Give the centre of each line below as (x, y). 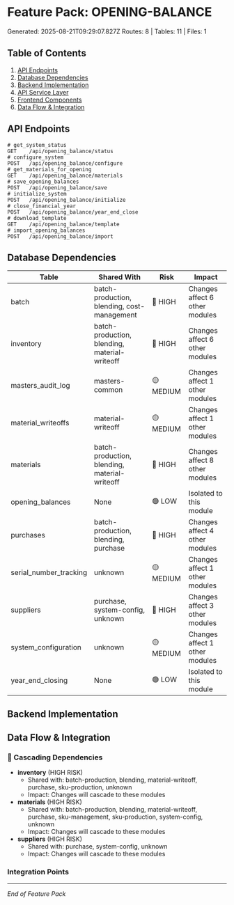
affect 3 (201, 606)
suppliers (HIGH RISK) (49, 839)
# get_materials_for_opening (49, 169)
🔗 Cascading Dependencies (55, 757)
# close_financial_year (42, 206)
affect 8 (201, 460)
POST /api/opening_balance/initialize (67, 200)
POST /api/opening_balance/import (60, 236)
